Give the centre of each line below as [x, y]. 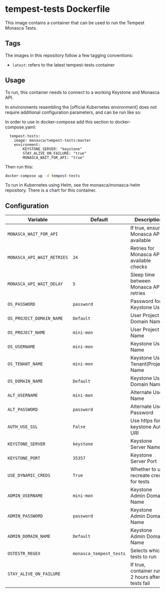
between [140, 281]
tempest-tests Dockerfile [58, 9]
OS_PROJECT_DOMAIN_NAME [35, 318]
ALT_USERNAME [23, 395]
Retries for [142, 248]
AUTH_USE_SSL [23, 427]
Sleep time [143, 275]
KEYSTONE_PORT [24, 458]
